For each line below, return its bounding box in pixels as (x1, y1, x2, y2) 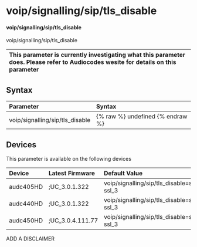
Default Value (103, 169, 142, 177)
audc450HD (9, 216, 43, 225)
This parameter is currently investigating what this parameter (9, 51, 186, 59)
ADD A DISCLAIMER (6, 235, 55, 242)
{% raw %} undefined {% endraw (96, 113, 188, 121)
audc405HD (9, 183, 43, 191)
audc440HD (9, 199, 43, 208)
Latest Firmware (48, 169, 96, 177)
